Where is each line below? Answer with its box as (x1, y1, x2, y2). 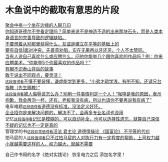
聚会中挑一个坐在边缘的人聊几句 (5, 22, 71, 28)
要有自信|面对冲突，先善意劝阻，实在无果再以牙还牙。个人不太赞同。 (5, 47, 147, 53)
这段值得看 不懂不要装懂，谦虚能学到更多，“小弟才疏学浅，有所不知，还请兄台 (5, 78, 161, 84)
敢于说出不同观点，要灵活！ (5, 72, 62, 78)
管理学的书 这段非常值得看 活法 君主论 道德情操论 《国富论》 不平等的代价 (5, 128, 150, 134)
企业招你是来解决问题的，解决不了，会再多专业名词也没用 (5, 109, 123, 115)
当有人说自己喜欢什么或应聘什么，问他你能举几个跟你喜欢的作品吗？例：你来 (5, 53, 163, 59)
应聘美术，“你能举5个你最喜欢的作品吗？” (5, 59, 91, 65)
